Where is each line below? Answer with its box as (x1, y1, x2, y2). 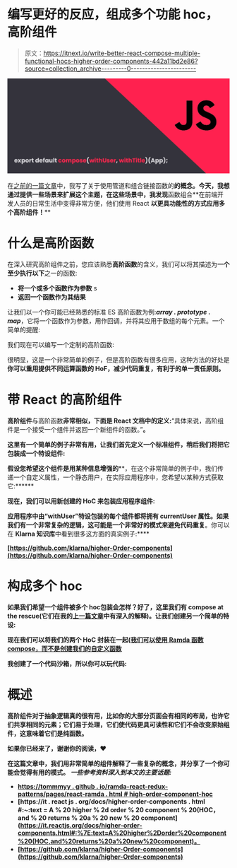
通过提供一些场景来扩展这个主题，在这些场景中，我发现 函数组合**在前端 (7, 190, 218, 199)
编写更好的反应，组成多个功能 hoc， (7, 6, 219, 23)
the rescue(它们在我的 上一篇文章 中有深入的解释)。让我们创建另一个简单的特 (7, 611, 229, 620)
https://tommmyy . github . (17, 782, 99, 790)
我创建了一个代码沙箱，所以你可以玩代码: (7, 659, 127, 668)
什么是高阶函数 (7, 235, 95, 252)
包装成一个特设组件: (7, 449, 66, 457)
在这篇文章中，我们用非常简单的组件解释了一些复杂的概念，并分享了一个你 (7, 759, 224, 768)
